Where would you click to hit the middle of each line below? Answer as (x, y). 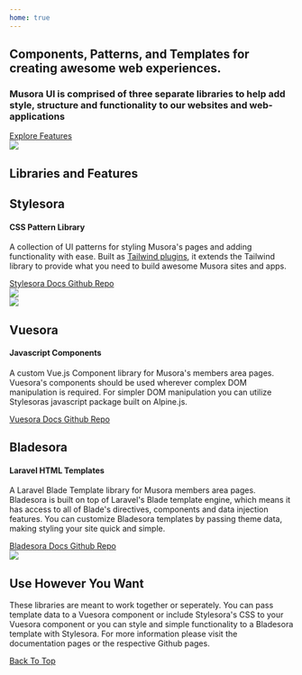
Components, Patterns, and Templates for (129, 55)
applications (37, 116)
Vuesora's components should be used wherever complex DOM (128, 382)
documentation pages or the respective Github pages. (110, 643)
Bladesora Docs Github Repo (63, 546)
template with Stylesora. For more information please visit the (124, 634)
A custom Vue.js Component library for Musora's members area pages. (142, 373)
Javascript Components (55, 353)
